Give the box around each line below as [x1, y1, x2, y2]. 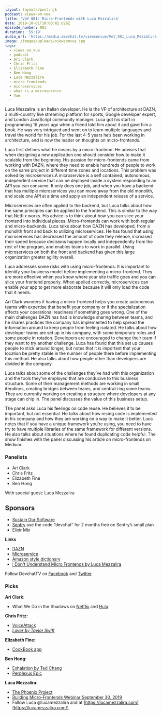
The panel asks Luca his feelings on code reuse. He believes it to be [5, 405, 141, 411]
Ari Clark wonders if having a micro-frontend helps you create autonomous [5, 299, 155, 305]
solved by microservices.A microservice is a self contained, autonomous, [5, 173, 151, 178]
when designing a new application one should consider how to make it [5, 152, 145, 158]
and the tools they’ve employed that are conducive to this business [5, 375, 139, 382]
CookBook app [12, 646, 42, 652]
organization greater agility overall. [5, 254, 74, 260]
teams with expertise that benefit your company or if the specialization [5, 304, 146, 310]
